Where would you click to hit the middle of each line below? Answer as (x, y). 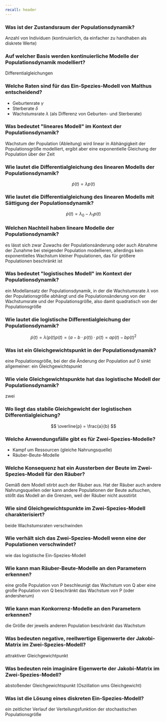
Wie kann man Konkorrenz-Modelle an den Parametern (73, 609)
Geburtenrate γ (28, 103)
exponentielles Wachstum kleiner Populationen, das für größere (70, 255)
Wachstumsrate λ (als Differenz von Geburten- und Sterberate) (77, 114)
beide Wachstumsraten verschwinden (44, 525)
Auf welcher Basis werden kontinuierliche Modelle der (72, 56)
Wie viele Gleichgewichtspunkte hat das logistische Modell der (83, 379)
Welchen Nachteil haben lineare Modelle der (60, 228)
